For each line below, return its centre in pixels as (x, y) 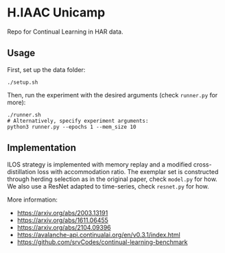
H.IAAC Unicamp (56, 13)
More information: (33, 200)
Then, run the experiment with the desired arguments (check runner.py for (113, 95)
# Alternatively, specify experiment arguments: (78, 121)
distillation (22, 171)
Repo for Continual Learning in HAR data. (65, 32)
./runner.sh (24, 115)
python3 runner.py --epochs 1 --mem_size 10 (72, 127)
